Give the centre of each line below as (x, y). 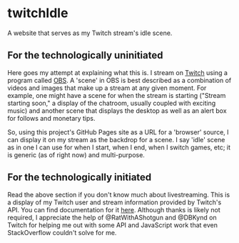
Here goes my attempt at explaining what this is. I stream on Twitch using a (118, 72)
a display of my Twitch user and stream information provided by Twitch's (115, 202)
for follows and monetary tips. (51, 118)
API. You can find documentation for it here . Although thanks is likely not (114, 209)
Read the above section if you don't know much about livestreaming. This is (119, 194)
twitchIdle (38, 13)
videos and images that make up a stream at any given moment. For (107, 88)
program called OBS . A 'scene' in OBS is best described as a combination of (119, 80)
